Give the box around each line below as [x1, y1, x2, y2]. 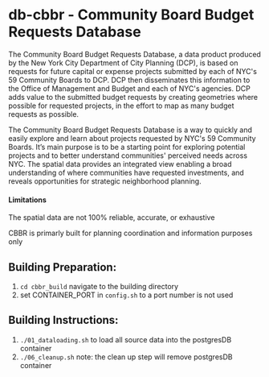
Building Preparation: [8, 260, 117, 274]
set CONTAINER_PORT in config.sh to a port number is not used [19, 290, 234, 300]
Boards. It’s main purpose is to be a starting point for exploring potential [8, 142, 246, 151]
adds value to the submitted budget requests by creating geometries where [8, 92, 259, 101]
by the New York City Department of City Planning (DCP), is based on [8, 58, 238, 68]
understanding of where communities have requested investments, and [8, 168, 245, 177]
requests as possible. [8, 109, 79, 118]
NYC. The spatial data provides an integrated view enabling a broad [8, 159, 232, 168]
